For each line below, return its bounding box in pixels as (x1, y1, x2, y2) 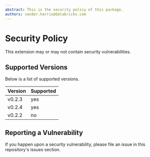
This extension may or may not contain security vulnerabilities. (5, 49, 131, 55)
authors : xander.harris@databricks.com (5, 12, 86, 17)
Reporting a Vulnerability (5, 128, 83, 137)
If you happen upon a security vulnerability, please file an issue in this (5, 141, 146, 147)
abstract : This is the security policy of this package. (5, 7, 124, 12)
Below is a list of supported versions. (5, 76, 80, 82)
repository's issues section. (5, 147, 61, 153)
